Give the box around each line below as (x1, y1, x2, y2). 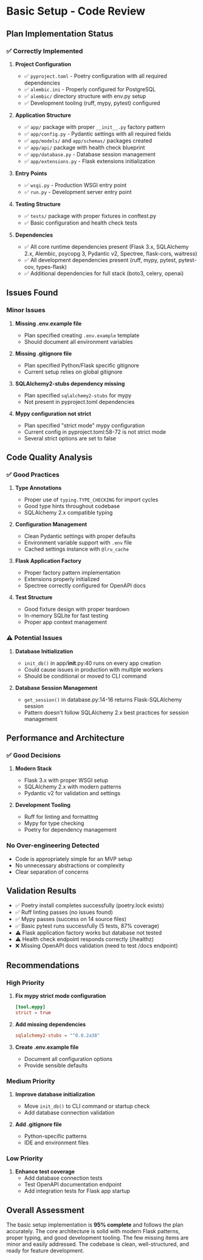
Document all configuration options (24, 1055, 112, 1062)
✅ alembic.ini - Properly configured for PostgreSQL (24, 85, 156, 92)
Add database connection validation (24, 1109, 115, 1116)
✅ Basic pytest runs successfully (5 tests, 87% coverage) (15, 922, 160, 930)
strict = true (15, 1009, 51, 1015)
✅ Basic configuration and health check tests (24, 219, 138, 226)
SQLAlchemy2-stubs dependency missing (15, 380, 125, 387)
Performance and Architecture (6, 733, 125, 743)
